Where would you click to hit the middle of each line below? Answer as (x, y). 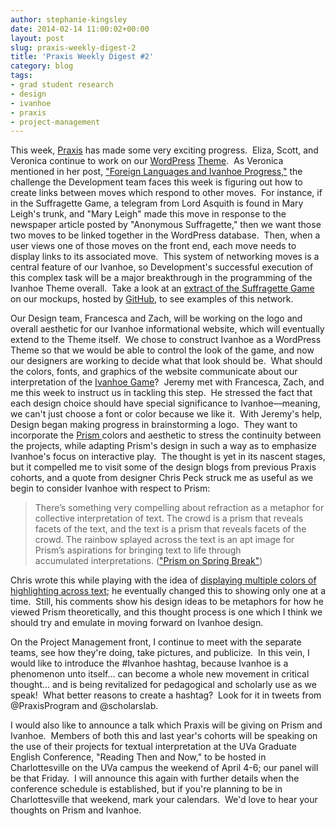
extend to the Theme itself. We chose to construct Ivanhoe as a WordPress (166, 340)
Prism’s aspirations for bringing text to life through (138, 550)
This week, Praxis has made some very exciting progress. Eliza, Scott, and (164, 150)
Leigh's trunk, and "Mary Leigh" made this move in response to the (148, 214)
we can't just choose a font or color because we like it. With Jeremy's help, (166, 414)
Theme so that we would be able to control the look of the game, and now (162, 350)
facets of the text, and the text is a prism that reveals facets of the (170, 529)
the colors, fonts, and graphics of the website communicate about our (154, 372)
